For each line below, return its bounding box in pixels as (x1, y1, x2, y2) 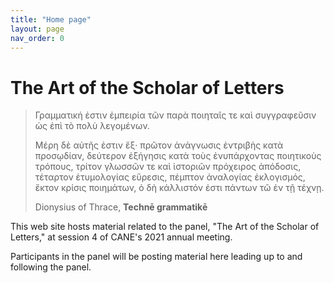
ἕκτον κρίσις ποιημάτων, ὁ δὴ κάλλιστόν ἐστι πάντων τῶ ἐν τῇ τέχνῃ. (34, 182, 325, 194)
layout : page (10, 24, 65, 34)
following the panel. (10, 261, 92, 273)
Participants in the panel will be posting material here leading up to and (10, 251, 303, 263)
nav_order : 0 (10, 33, 65, 43)
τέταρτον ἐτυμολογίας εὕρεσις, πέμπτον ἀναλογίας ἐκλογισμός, (34, 171, 306, 183)
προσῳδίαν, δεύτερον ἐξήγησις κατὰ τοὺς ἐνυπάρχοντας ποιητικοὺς (34, 150, 322, 162)
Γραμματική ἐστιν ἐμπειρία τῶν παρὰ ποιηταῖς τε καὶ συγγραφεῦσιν (34, 109, 317, 121)
